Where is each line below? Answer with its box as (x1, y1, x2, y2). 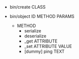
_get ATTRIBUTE (24, 38, 58, 44)
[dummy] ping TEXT (24, 48, 65, 54)
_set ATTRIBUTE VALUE (24, 44, 72, 49)
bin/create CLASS (9, 4, 46, 10)
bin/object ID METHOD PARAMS (9, 14, 75, 19)
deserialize (24, 33, 46, 39)
